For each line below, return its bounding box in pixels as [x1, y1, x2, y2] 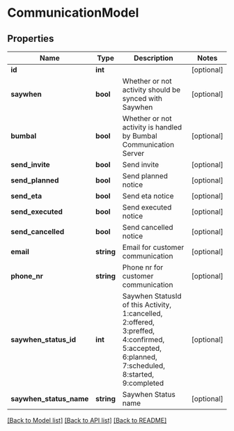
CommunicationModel [7, 5, 139, 21]
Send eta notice [122, 191, 174, 201]
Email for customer [122, 242, 185, 252]
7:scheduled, [122, 361, 166, 370]
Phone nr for [122, 262, 164, 272]
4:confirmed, [122, 335, 165, 344]
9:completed [122, 378, 164, 388]
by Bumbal [122, 131, 158, 141]
